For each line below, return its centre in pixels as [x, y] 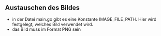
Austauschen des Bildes [42, 8]
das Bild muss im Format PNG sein [46, 29]
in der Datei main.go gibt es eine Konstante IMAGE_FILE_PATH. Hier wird [84, 19]
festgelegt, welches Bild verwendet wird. [52, 24]
